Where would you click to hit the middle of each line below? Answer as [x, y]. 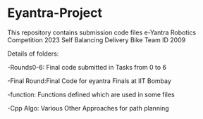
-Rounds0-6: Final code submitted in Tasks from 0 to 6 [87, 67]
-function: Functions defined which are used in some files [91, 94]
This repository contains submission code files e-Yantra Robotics [101, 32]
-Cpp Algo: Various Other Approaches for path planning [88, 108]
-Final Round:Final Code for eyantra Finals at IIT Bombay [89, 81]
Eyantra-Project [55, 13]
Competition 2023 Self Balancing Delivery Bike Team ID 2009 [97, 39]
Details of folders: [33, 54]
